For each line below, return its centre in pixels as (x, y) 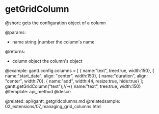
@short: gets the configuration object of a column (55, 23)
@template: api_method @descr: (38, 91)
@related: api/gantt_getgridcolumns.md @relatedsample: (63, 101)
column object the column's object (47, 61)
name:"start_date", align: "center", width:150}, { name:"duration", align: (77, 76)
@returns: (15, 51)
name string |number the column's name (53, 42)
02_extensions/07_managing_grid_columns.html (53, 106)
